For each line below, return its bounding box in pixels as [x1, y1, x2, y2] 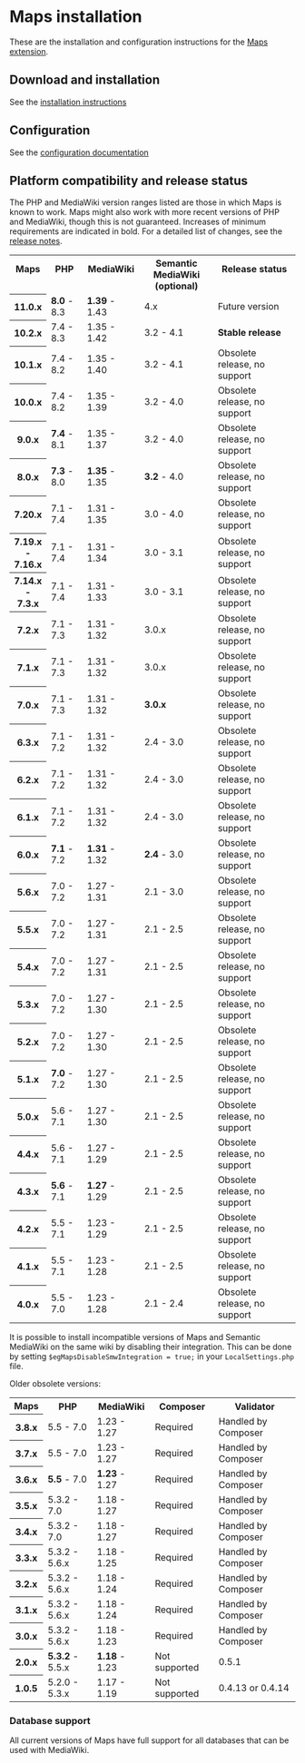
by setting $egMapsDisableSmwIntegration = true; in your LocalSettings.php [9, 1351, 295, 1362]
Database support [9, 1714, 91, 1727]
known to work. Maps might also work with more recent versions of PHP [9, 207, 280, 218]
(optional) [154, 279, 199, 292]
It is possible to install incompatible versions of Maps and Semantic [9, 1332, 261, 1343]
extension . [9, 45, 49, 56]
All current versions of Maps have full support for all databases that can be [9, 1735, 290, 1746]
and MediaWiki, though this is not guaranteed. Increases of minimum [9, 216, 266, 228]
